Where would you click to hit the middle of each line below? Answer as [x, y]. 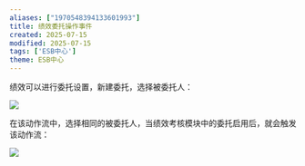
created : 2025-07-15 [49, 34]
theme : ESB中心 [37, 60]
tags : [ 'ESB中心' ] [43, 52]
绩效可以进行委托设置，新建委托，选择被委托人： [101, 87]
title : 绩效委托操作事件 [51, 26]
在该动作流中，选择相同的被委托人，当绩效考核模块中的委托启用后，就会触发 [153, 123]
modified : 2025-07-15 [51, 43]
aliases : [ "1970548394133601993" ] [75, 18]
